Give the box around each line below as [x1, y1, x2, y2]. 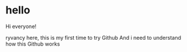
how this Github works [5, 40, 60, 47]
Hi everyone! [5, 23, 37, 30]
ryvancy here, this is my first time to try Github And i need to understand [5, 34, 181, 41]
